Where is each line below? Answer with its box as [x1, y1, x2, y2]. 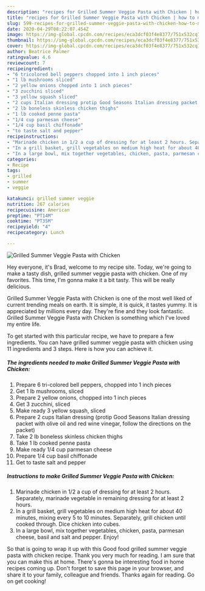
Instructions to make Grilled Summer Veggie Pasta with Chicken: [7, 473, 175, 480]
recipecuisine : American [7, 207, 70, 213]
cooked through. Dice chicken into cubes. [15, 520, 120, 528]
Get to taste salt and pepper [15, 458, 86, 466]
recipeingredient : [7, 65, 54, 72]
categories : [7, 156, 37, 162]
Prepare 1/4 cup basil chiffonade [15, 452, 98, 459]
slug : [7, 20, 21, 26]
